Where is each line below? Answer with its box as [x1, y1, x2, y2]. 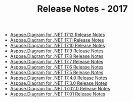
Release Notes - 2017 [37, 3, 128, 15]
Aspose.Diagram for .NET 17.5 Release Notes [10, 70, 104, 76]
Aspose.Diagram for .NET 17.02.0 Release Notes [10, 86, 110, 92]
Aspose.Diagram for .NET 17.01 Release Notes [10, 91, 105, 97]
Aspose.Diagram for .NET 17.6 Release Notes [10, 64, 104, 70]
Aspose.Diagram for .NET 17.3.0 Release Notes [10, 80, 108, 86]
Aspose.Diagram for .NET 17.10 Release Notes [10, 43, 105, 49]
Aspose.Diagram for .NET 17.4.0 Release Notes [10, 75, 108, 81]
